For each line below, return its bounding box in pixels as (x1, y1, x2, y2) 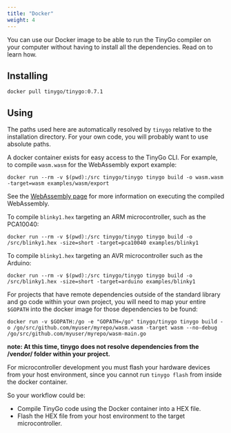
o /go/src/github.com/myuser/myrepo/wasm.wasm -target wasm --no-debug (7, 325, 217, 332)
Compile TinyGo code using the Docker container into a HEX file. (17, 405, 201, 413)
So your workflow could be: (7, 391, 86, 400)
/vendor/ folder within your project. (7, 350, 110, 359)
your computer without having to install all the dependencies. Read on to (7, 43, 213, 51)
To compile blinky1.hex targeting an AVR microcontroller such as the (7, 252, 203, 260)
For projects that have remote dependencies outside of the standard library (7, 290, 221, 299)
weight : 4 (7, 17, 36, 23)
